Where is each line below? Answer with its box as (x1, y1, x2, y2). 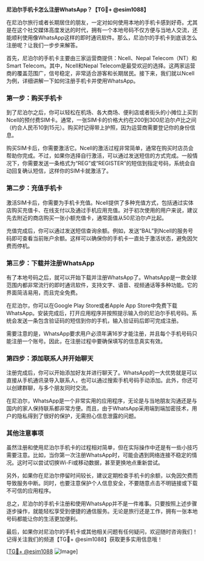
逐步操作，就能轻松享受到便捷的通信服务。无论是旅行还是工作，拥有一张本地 (6, 508, 198, 515)
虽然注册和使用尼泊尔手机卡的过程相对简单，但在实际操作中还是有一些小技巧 (6, 444, 198, 451)
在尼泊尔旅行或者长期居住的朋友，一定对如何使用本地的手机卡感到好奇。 (6, 19, 187, 26)
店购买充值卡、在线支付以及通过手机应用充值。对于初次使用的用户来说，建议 (6, 206, 198, 214)
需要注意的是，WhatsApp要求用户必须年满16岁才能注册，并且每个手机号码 (6, 330, 192, 337)
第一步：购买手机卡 (6, 93, 63, 102)
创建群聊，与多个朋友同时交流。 (11, 384, 92, 392)
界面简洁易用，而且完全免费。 (6, 288, 81, 296)
